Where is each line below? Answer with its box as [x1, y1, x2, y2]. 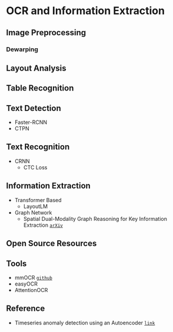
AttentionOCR [14, 286, 48, 293]
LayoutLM [23, 203, 48, 210]
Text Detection [6, 103, 61, 113]
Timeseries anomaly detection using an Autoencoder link [14, 319, 155, 326]
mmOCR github [14, 274, 53, 281]
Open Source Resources [6, 239, 97, 249]
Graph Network [14, 209, 52, 216]
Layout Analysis [6, 63, 66, 73]
